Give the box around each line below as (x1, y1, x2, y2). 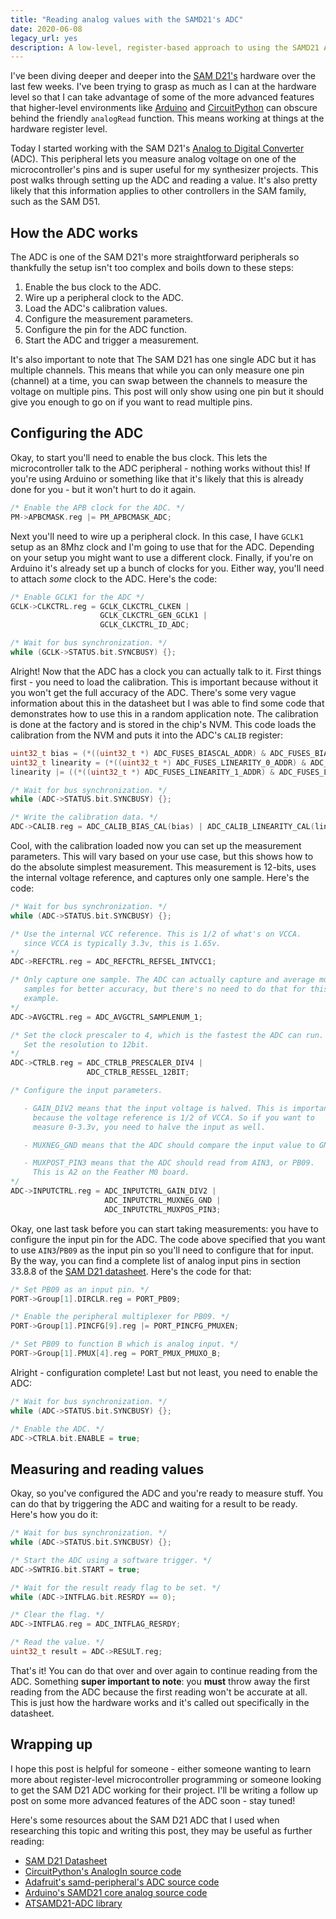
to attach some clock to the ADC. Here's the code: (10, 572, 218, 585)
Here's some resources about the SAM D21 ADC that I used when (10, 1814, 280, 1826)
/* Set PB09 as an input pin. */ (10, 1284, 150, 1295)
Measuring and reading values (10, 1461, 205, 1478)
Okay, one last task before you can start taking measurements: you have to (10, 1222, 319, 1235)
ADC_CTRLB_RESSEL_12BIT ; (86, 1067, 190, 1078)
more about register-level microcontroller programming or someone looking (10, 1773, 322, 1785)
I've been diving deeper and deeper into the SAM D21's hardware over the (10, 70, 316, 82)
